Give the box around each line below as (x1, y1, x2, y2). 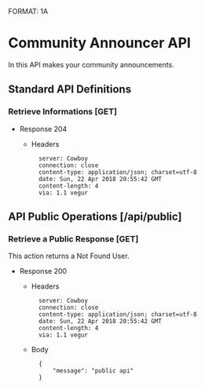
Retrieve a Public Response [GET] (8, 233, 139, 244)
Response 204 (19, 124, 68, 133)
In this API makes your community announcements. (8, 60, 174, 69)
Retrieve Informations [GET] (8, 106, 118, 117)
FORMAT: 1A (8, 7, 49, 16)
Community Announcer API (8, 35, 191, 52)
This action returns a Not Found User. (8, 251, 130, 261)
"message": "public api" (52, 367, 134, 375)
